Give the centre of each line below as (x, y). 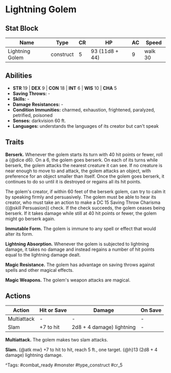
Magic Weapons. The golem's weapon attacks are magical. (68, 280)
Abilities (19, 76)
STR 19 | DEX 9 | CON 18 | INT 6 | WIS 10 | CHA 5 (65, 88)
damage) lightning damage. (34, 355)
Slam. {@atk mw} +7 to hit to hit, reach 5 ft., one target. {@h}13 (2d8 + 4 (81, 350)
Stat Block (22, 28)
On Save (151, 310)
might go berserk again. (30, 219)
